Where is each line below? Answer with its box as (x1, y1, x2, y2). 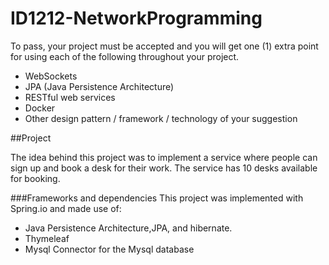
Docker (24, 102, 56, 114)
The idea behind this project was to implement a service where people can (10, 151, 318, 163)
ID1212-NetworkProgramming (10, 7, 263, 30)
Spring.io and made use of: (10, 202, 122, 214)
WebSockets (24, 70, 78, 82)
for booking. (10, 172, 61, 184)
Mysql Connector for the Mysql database (24, 243, 195, 255)
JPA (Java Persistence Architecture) (24, 80, 175, 92)
